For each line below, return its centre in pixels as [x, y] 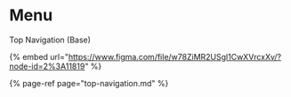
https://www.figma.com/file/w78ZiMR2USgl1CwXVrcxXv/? [175, 56]
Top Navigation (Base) [50, 40]
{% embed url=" [39, 56]
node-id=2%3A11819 [47, 66]
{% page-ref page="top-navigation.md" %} [89, 83]
